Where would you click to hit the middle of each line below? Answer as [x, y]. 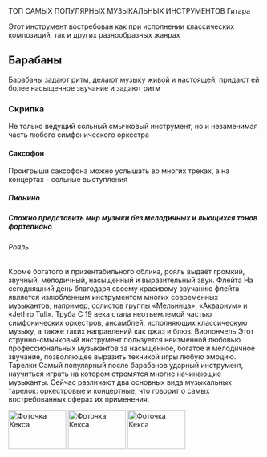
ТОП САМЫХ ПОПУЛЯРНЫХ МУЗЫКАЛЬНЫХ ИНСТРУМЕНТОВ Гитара [129, 11]
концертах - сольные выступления [68, 180]
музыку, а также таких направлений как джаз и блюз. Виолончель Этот [131, 331]
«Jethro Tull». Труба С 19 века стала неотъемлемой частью [110, 314]
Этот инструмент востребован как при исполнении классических [121, 26]
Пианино [24, 197]
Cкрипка [26, 108]
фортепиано [30, 227]
